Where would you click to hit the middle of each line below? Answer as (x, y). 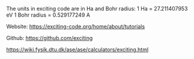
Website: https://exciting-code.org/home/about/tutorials (76, 27)
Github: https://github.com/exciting (50, 38)
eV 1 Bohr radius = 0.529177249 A (48, 15)
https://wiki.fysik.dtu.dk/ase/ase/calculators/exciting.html (77, 49)
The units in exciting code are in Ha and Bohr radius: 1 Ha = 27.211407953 (97, 9)
